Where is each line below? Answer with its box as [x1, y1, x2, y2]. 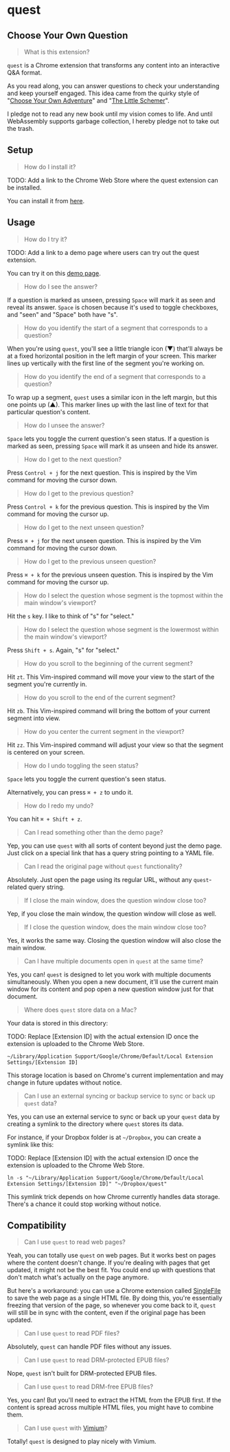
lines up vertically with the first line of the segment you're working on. [7, 359, 205, 367]
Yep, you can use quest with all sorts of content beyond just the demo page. [7, 841, 222, 850]
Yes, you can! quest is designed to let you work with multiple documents [7, 970, 211, 979]
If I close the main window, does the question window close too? [23, 896, 207, 904]
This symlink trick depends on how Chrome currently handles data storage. [7, 1192, 220, 1200]
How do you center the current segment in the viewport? [23, 727, 185, 735]
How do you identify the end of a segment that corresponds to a [23, 372, 206, 380]
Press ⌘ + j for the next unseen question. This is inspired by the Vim [7, 536, 201, 544]
